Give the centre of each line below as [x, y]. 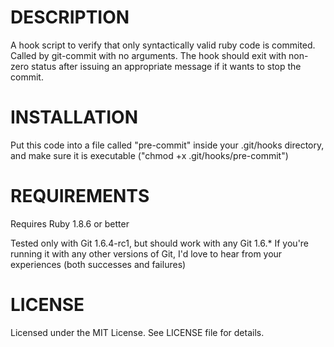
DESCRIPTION [70, 17]
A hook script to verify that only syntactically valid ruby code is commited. [163, 45]
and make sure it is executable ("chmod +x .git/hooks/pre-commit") [149, 155]
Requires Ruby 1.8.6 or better [70, 223]
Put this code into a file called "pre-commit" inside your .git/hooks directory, [167, 145]
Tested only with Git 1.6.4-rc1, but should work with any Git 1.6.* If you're [160, 243]
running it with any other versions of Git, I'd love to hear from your [146, 253]
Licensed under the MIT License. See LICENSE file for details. [137, 332]
